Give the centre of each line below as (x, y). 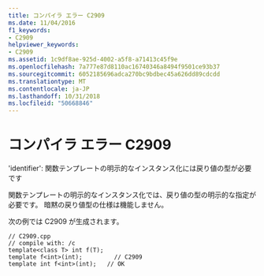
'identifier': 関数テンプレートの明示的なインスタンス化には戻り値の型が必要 (130, 168)
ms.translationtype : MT (47, 81)
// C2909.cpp (30, 237)
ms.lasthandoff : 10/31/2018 (54, 96)
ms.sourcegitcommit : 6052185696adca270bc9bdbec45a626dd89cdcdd (114, 74)
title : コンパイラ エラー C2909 (56, 15)
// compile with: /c (42, 244)
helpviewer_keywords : (44, 45)
